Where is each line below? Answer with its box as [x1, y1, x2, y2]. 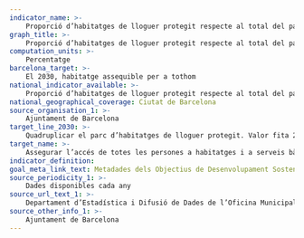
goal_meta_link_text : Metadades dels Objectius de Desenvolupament [9, 165, 270, 174]
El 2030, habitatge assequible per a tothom [25, 72, 196, 81]
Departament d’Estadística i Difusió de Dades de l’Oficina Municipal [25, 198, 298, 208]
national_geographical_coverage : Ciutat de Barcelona [9, 97, 217, 107]
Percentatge [25, 55, 71, 64]
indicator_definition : [9, 156, 95, 166]
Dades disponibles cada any [25, 182, 131, 191]
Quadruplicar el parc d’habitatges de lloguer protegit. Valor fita [25, 131, 290, 140]
